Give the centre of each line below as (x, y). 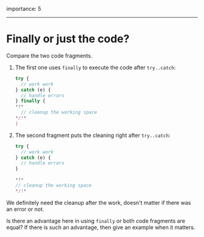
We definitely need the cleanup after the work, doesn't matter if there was (99, 202)
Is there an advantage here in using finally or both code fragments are (96, 221)
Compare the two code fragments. (49, 55)
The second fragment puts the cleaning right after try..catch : (93, 135)
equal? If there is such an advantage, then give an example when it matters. (101, 227)
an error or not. (25, 209)
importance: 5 (24, 9)
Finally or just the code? (68, 39)
